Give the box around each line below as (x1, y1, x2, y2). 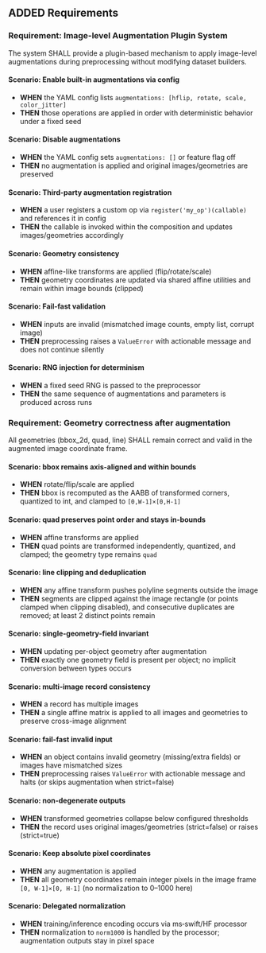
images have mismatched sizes (19, 760, 123, 770)
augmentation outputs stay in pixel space (19, 936, 155, 946)
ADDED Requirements (8, 6, 119, 20)
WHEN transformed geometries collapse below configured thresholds (19, 813, 249, 823)
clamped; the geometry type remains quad (19, 549, 157, 559)
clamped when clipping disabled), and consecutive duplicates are (19, 602, 235, 612)
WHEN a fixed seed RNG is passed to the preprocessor (19, 380, 201, 390)
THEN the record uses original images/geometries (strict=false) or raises (19, 822, 259, 831)
